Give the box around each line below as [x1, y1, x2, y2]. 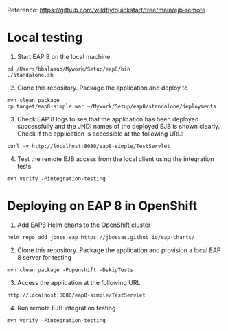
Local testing [7, 30, 83, 45]
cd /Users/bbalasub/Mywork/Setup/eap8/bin [7, 65, 130, 73]
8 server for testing [16, 253, 72, 261]
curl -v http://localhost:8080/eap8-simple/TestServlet [7, 143, 170, 149]
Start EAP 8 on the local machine [16, 52, 111, 60]
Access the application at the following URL [16, 278, 141, 286]
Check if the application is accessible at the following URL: [16, 130, 183, 138]
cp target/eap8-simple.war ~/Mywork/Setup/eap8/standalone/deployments [7, 103, 216, 110]
